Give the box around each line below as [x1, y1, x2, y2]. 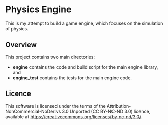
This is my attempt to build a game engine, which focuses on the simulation [5, 20, 163, 26]
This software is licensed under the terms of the [5, 103, 106, 109]
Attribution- [106, 103, 131, 109]
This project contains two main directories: [5, 54, 95, 60]
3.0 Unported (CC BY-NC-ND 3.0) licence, [62, 108, 151, 114]
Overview [5, 41, 37, 49]
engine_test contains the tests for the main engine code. [12, 75, 132, 81]
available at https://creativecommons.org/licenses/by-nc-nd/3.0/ [5, 113, 142, 120]
